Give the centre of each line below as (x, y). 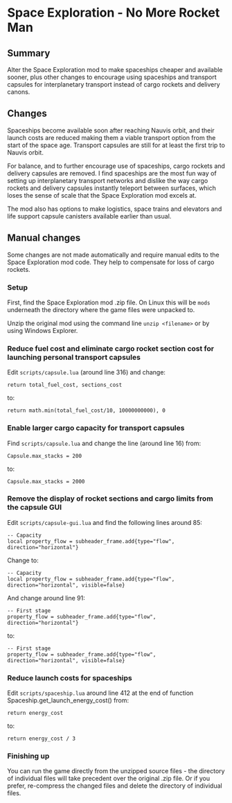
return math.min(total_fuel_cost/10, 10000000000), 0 (87, 411)
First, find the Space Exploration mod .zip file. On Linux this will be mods (109, 302)
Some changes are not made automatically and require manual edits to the (113, 254)
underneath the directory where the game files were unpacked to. (101, 309)
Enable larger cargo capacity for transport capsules (96, 428)
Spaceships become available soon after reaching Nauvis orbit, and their (111, 130)
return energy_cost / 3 (42, 739)
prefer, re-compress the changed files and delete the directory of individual (115, 786)
